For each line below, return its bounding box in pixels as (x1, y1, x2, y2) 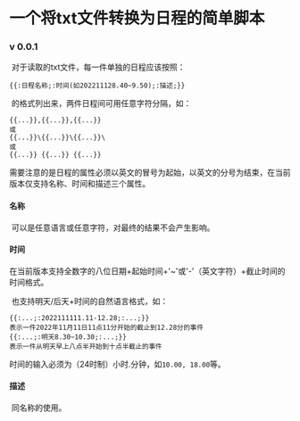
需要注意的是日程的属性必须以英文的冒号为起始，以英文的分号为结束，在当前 (9, 167, 291, 178)
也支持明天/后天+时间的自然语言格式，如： (11, 295, 169, 306)
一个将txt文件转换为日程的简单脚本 (9, 8, 265, 29)
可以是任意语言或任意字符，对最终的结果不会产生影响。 (11, 222, 215, 233)
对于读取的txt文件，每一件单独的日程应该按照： (11, 62, 186, 72)
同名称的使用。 (11, 402, 67, 413)
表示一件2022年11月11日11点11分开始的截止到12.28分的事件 (9, 323, 204, 332)
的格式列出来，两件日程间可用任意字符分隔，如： (11, 98, 192, 109)
